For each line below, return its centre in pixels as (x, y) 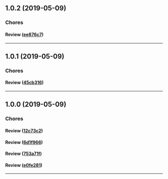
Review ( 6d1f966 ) (24, 142)
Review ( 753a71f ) (23, 154)
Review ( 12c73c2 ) (24, 130)
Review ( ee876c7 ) (24, 34)
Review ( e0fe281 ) (24, 165)
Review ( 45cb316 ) (24, 83)
